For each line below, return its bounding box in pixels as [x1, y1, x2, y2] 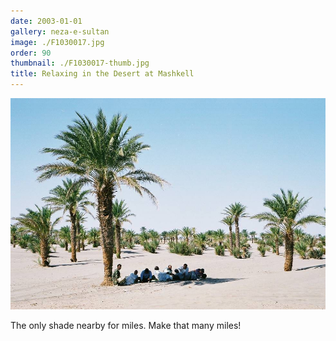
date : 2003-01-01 [10, 16, 83, 26]
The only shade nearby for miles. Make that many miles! [10, 319, 242, 331]
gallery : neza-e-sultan [10, 26, 110, 37]
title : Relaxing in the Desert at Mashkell [10, 69, 195, 79]
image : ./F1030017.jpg [10, 37, 105, 47]
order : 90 [10, 48, 52, 58]
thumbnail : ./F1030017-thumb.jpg [10, 58, 150, 69]
